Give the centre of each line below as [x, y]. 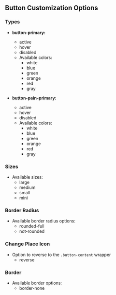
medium [27, 187]
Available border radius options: [44, 221]
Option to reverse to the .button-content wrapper [61, 255]
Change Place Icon [28, 244]
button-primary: [29, 32]
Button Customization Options [51, 8]
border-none [32, 288]
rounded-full [32, 226]
